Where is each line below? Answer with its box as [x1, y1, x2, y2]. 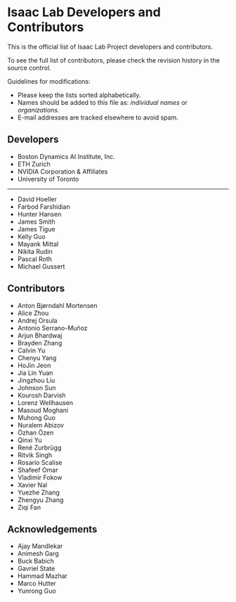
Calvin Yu [17, 346, 46, 354]
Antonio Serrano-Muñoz [17, 324, 88, 332]
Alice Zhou [17, 309, 49, 317]
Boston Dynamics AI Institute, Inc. [17, 152, 116, 160]
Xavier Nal [17, 480, 48, 489]
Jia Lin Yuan [17, 369, 53, 377]
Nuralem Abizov [17, 421, 65, 429]
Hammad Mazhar [17, 572, 68, 580]
